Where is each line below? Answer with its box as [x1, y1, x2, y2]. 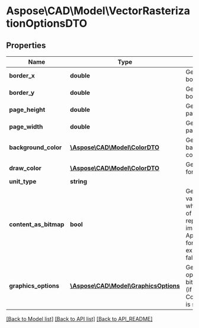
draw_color [9, 164, 41, 172]
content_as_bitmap [9, 220, 65, 229]
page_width [9, 123, 43, 131]
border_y [9, 89, 35, 97]
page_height [9, 105, 46, 114]
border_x [9, 72, 36, 79]
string [70, 178, 88, 185]
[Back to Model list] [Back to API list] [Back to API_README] [6, 316, 153, 322]
